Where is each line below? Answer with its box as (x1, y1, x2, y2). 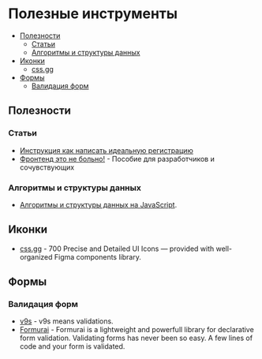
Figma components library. (54, 252, 142, 261)
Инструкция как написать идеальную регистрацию (19, 145, 193, 155)
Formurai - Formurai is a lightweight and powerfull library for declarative (19, 325, 254, 335)
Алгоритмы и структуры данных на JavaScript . (19, 200, 178, 209)
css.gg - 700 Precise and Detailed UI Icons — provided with (19, 244, 215, 253)
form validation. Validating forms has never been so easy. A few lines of (19, 333, 253, 343)
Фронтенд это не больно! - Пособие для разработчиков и (19, 154, 215, 163)
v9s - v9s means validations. (19, 316, 114, 326)
